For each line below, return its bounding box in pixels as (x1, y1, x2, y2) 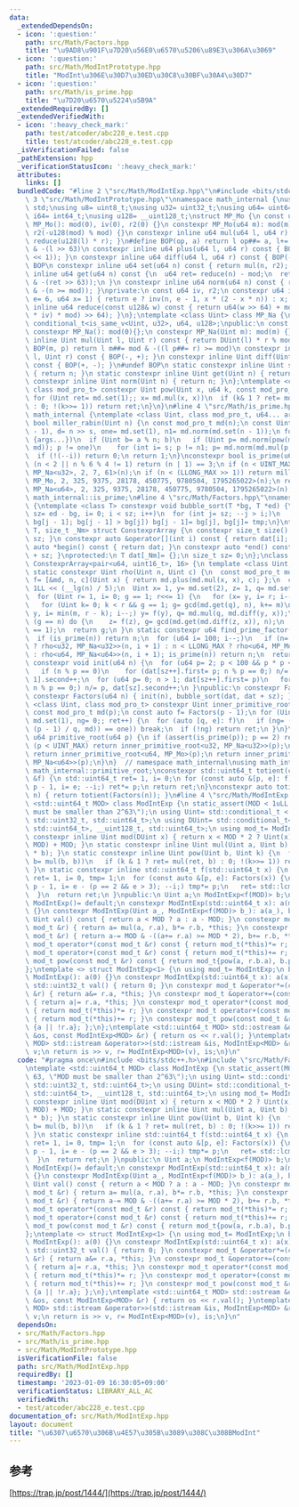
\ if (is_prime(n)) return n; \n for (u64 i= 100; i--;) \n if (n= (25, 634, 289, 643)
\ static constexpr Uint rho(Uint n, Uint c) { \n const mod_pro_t (25, 567, 280, 577)
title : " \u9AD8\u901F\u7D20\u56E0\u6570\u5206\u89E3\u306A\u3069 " (25, 46, 277, 55)
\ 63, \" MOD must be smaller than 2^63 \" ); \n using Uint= (25, 1072, 245, 1082)
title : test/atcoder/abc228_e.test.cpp (25, 137, 174, 146)
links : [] (25, 179, 62, 188)
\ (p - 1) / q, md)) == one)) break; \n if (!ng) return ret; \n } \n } (25, 725, 289, 734)
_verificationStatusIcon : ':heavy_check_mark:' (17, 162, 198, 171)
